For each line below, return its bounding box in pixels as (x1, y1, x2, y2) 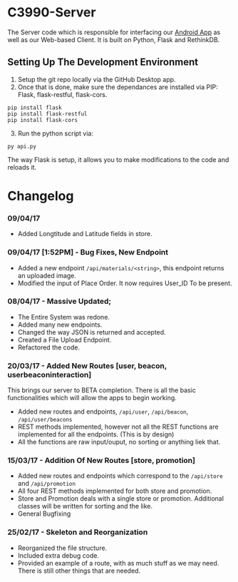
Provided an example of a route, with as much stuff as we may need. (17, 558, 219, 567)
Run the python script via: (17, 129, 94, 138)
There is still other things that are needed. (17, 566, 141, 575)
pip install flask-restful (7, 110, 88, 118)
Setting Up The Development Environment (7, 56, 198, 68)
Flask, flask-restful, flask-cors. (17, 90, 108, 98)
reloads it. (7, 163, 37, 171)
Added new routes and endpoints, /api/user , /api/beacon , (17, 407, 189, 416)
